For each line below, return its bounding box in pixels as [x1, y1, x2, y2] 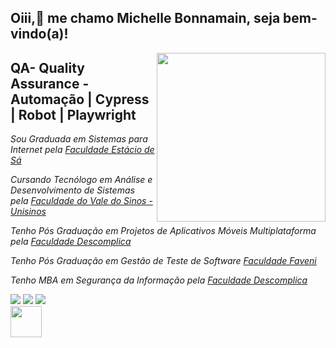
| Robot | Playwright [10, 106, 137, 123]
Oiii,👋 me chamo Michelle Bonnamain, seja [10, 10, 281, 27]
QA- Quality [10, 59, 85, 76]
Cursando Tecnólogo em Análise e [10, 174, 153, 186]
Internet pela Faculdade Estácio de [10, 144, 155, 156]
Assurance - [10, 75, 90, 92]
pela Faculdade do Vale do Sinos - [10, 195, 153, 207]
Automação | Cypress [10, 91, 150, 108]
